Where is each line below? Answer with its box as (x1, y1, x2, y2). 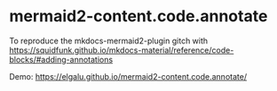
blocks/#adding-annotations (9, 54, 114, 64)
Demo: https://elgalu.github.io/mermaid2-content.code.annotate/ (9, 71, 247, 81)
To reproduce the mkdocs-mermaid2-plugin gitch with (9, 35, 209, 46)
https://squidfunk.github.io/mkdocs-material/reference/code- (9, 44, 234, 55)
